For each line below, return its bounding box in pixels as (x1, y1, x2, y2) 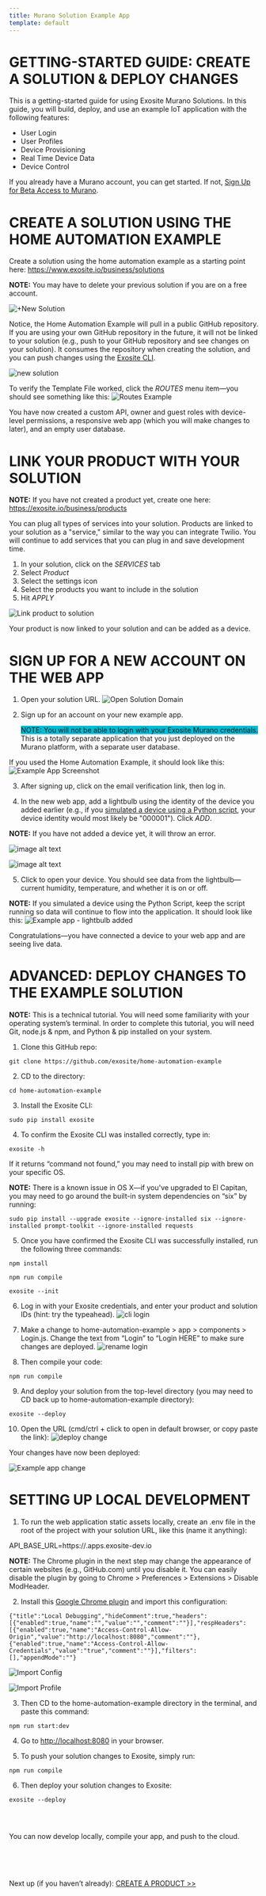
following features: (9, 113, 70, 123)
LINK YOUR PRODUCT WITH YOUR (9, 452, 240, 470)
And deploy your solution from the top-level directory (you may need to (20, 1387, 253, 1396)
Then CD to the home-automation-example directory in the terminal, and (20, 1699, 257, 1708)
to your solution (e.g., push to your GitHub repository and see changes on (9, 336, 249, 345)
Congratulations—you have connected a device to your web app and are (9, 931, 246, 940)
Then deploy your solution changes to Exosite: (20, 1780, 173, 1791)
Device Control (20, 162, 70, 171)
